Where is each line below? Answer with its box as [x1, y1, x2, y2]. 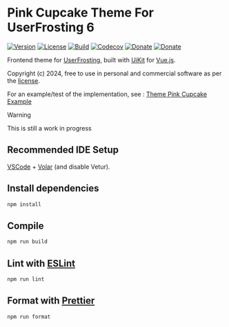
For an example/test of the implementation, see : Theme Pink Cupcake [7, 90, 208, 98]
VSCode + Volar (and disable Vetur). [7, 162, 110, 171]
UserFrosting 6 [7, 19, 94, 35]
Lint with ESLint [7, 257, 76, 269]
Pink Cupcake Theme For [7, 5, 154, 21]
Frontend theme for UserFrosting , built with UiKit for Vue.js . [7, 55, 176, 64]
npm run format [7, 313, 51, 320]
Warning [7, 111, 31, 119]
